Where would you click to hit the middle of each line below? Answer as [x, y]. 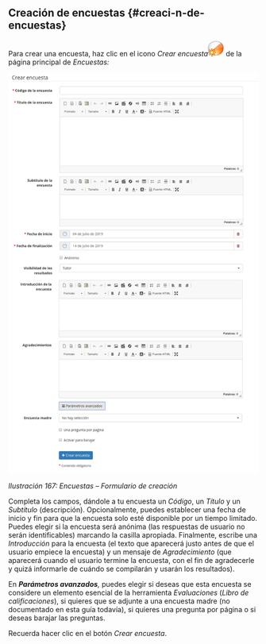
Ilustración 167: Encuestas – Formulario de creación [93, 486]
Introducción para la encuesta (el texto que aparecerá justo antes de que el [131, 544]
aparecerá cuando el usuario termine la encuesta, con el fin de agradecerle [131, 561]
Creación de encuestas [67, 13]
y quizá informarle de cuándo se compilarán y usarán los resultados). [121, 569]
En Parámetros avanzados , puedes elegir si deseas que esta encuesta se [130, 584]
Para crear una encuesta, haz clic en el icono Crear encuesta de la [125, 53]
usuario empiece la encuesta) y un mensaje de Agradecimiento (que [120, 552]
